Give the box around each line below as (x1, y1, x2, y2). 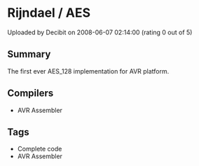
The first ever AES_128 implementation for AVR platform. (7, 67, 170, 75)
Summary (7, 48, 51, 60)
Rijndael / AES (7, 5, 91, 21)
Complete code (17, 145, 62, 153)
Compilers (7, 88, 54, 99)
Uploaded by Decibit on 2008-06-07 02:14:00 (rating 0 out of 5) (7, 28, 193, 36)
